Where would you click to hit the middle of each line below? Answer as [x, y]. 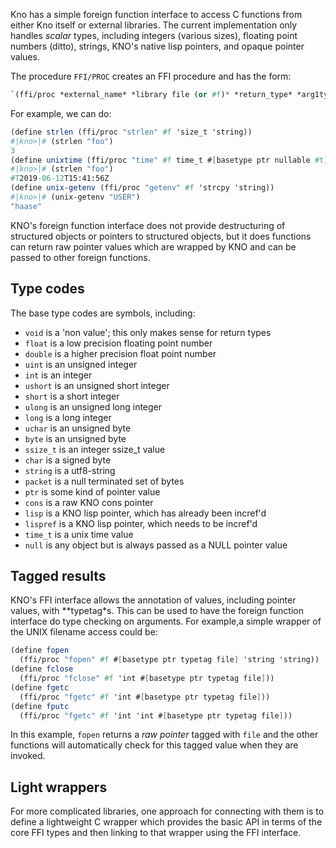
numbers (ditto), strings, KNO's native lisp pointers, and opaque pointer [157, 46]
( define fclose [42, 669]
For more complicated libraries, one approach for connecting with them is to [167, 811]
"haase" [26, 206]
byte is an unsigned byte [75, 438]
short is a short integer [72, 396]
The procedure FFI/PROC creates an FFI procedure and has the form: [151, 76]
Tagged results [58, 575]
